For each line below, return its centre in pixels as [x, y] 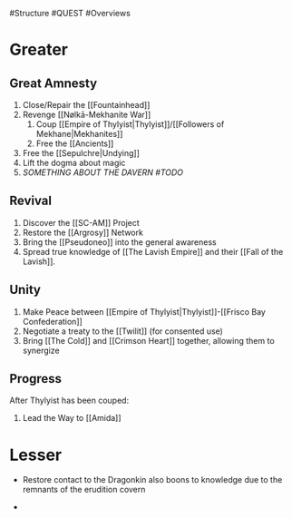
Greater [39, 50]
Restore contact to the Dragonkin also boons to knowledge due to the [152, 480]
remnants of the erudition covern [84, 490]
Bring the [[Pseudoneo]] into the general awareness [119, 242]
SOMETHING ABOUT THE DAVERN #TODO [103, 172]
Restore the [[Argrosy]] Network [83, 232]
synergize [41, 350]
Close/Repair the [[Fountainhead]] [86, 105]
